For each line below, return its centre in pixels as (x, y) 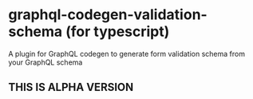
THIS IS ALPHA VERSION (71, 87)
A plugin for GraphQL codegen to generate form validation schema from (127, 53)
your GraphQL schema (45, 62)
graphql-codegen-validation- (108, 15)
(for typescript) (117, 32)
